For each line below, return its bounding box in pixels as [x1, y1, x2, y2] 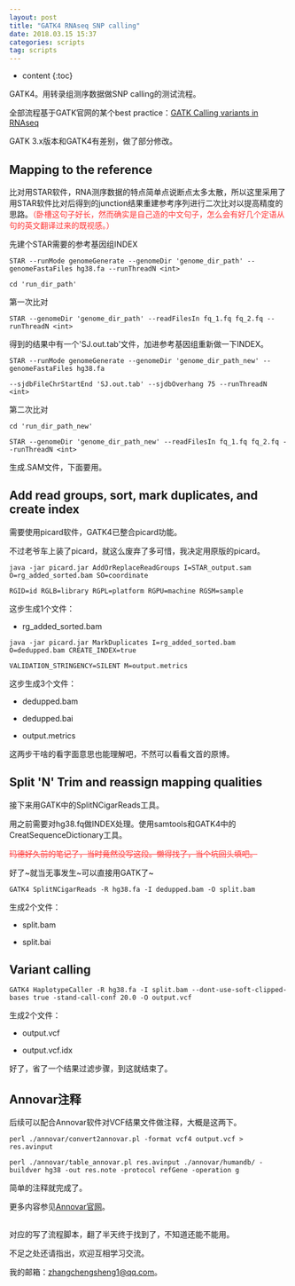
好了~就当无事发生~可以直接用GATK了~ [9, 867, 154, 878]
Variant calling [9, 962, 91, 977]
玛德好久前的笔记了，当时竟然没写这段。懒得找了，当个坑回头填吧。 [9, 848, 258, 859]
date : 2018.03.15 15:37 [9, 29, 97, 38]
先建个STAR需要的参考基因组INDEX [9, 239, 138, 249]
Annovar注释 [9, 1092, 82, 1107]
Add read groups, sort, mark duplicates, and [9, 488, 259, 503]
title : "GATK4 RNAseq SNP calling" [9, 21, 141, 30]
